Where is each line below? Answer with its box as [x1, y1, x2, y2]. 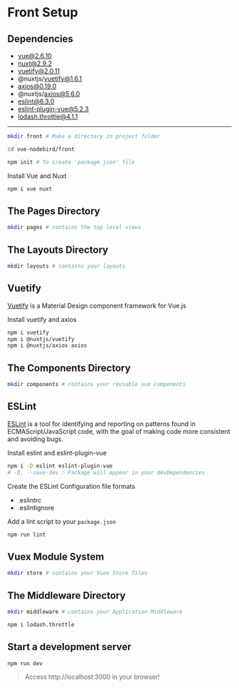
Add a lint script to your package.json [7, 517, 116, 525]
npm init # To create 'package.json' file [7, 158, 135, 166]
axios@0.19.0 [17, 82, 57, 90]
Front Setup [7, 4, 78, 21]
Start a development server [7, 641, 132, 653]
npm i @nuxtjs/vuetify [7, 335, 75, 343]
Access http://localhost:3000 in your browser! [24, 672, 160, 682]
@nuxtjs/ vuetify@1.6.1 [17, 74, 83, 83]
